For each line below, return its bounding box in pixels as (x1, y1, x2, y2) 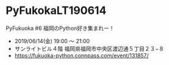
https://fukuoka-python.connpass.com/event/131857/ (14, 52, 149, 59)
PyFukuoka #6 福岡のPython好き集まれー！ (5, 24, 115, 32)
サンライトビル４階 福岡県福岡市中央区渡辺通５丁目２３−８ (14, 45, 164, 52)
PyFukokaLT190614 (5, 4, 107, 18)
